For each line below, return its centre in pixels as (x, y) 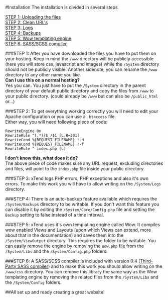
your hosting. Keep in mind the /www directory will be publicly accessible (79, 59)
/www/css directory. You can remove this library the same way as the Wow (81, 272)
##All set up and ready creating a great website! (55, 292)
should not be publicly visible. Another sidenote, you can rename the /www (81, 69)
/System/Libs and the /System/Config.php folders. (56, 251)
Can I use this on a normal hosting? (43, 80)
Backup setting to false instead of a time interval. (55, 215)
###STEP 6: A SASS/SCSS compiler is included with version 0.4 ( (73, 261)
